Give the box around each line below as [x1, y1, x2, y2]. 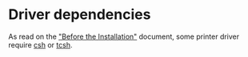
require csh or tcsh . [8, 40, 73, 49]
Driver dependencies [8, 6, 151, 24]
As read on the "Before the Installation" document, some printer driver [8, 32, 240, 41]
